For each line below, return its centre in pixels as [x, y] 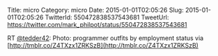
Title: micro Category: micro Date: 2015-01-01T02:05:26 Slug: [95, 10]
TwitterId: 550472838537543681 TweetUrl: [107, 17]
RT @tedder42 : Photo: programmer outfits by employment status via [106, 38]
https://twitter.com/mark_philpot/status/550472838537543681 [97, 25]
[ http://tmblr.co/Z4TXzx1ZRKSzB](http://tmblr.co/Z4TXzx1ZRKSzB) [103, 45]
